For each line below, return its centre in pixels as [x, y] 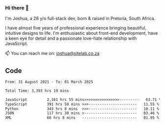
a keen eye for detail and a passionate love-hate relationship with [71, 38]
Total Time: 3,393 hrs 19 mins [37, 91]
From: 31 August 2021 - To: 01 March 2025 [49, 82]
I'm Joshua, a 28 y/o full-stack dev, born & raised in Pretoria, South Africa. [80, 19]
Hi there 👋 [17, 8]
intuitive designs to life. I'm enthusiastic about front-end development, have [82, 33]
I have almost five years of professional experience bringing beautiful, [76, 28]
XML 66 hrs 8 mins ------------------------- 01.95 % [82, 118]
